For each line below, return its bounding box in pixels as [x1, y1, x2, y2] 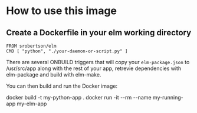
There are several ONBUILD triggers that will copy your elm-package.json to [6, 59, 190, 65]
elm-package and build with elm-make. [6, 71, 101, 78]
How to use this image [6, 4, 117, 18]
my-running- [152, 94, 184, 101]
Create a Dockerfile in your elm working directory [6, 28, 192, 38]
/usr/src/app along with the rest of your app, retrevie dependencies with [6, 65, 182, 72]
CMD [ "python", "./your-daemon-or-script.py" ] [6, 48, 128, 54]
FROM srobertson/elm [6, 43, 57, 49]
